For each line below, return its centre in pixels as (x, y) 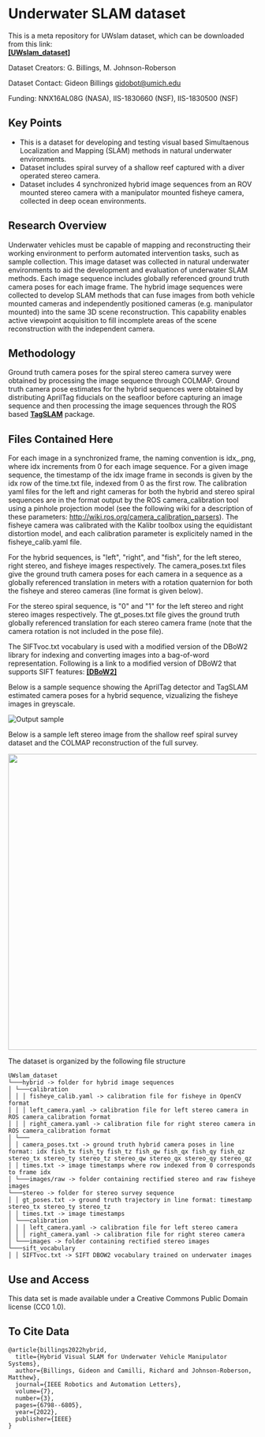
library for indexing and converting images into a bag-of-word (109, 655)
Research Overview (58, 226)
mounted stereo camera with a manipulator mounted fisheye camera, (132, 192)
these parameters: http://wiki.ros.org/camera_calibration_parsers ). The (123, 517)
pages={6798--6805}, (49, 1405)
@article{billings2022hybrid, (58, 1350)
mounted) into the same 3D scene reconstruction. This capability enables (127, 312)
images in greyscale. (42, 704)
